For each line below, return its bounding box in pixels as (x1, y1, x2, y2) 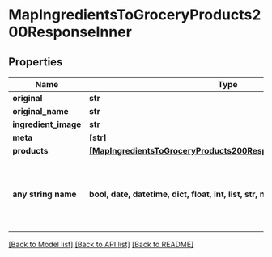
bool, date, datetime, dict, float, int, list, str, (88, 188, 258, 200)
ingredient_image (12, 119, 82, 130)
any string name (12, 188, 77, 200)
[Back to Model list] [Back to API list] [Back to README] (8, 240, 194, 249)
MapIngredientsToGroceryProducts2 (8, 6, 261, 24)
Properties (8, 55, 63, 69)
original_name (12, 106, 69, 116)
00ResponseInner (8, 23, 132, 41)
